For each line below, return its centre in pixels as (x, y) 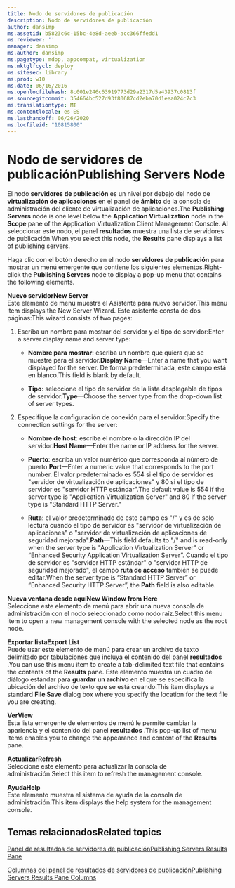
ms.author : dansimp (36, 53)
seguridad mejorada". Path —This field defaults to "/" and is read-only (128, 540)
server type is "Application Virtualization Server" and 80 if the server (127, 497)
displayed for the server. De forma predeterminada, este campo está (127, 368)
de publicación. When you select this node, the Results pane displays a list (115, 239)
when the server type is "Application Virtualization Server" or (116, 548)
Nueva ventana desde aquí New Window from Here (82, 599)
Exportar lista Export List (43, 642)
